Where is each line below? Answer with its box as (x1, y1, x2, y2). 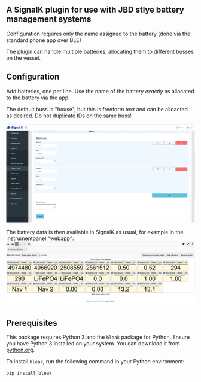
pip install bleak (6, 371, 52, 377)
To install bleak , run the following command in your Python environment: (6, 358, 185, 365)
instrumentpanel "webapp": (6, 235, 74, 242)
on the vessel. (6, 54, 41, 62)
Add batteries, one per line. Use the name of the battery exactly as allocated (6, 87, 194, 95)
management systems (6, 14, 92, 25)
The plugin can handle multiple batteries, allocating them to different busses (6, 48, 194, 55)
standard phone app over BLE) (6, 36, 82, 44)
